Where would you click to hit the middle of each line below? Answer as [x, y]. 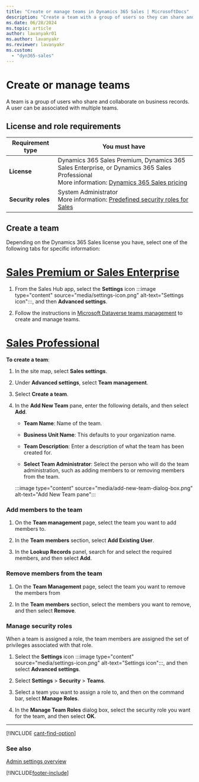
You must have [124, 147]
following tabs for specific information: [53, 249]
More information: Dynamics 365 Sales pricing [123, 182]
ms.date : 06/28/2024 [32, 23]
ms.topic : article [29, 28]
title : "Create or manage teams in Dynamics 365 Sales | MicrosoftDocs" [98, 12]
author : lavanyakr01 [32, 34]
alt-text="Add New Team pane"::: [55, 495]
